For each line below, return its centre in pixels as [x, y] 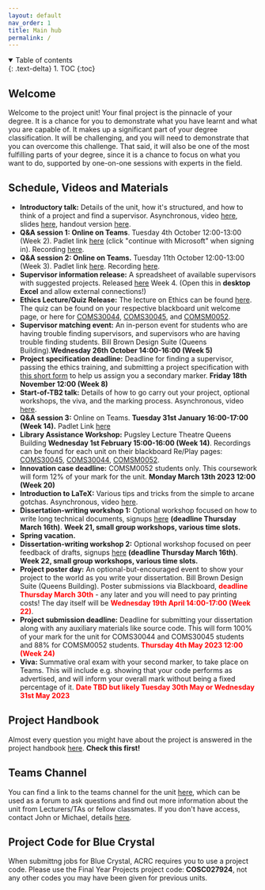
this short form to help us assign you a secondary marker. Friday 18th [133, 375]
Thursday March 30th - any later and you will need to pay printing [128, 594]
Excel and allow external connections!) [83, 291]
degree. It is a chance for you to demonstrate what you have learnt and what [133, 121]
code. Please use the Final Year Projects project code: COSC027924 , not [128, 869]
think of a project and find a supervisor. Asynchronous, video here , [129, 216]
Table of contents [44, 60]
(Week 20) [37, 485]
